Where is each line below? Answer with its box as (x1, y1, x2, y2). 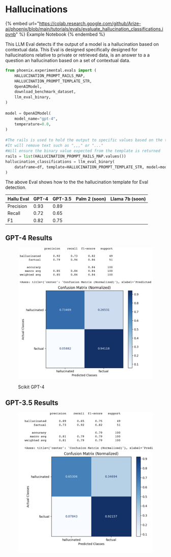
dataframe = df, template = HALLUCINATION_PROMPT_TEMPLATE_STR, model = (14, 164, 160, 170)
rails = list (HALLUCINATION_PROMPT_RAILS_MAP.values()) (5, 154, 126, 159)
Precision (7, 203, 27, 209)
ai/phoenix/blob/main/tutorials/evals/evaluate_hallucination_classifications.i (5, 25, 164, 32)
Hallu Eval (7, 196, 30, 202)
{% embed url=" (5, 20, 40, 26)
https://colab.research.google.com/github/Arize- (39, 20, 141, 26)
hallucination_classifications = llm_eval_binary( (5, 159, 115, 164)
